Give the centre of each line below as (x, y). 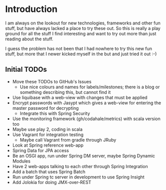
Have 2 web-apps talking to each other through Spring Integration (80, 166)
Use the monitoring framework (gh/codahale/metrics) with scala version (86, 119)
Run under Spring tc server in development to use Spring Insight (78, 177)
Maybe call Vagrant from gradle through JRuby (68, 140)
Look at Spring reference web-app (48, 145)
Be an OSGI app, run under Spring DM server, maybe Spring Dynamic (84, 156)
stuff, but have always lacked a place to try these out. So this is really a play (83, 28)
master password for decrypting (45, 108)
